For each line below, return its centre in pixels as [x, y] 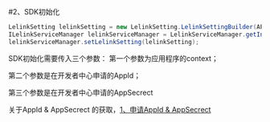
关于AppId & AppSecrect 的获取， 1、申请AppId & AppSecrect [110, 109]
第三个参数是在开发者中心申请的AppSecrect [81, 92]
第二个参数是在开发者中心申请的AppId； [75, 75]
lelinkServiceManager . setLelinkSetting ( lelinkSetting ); [104, 42]
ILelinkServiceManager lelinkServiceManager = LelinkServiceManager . [127, 35]
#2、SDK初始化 [34, 12]
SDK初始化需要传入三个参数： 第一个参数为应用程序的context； [113, 58]
